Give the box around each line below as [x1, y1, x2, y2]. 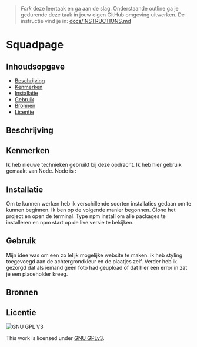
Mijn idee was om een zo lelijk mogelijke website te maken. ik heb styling [6, 252, 183, 259]
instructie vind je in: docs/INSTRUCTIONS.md [20, 18, 131, 24]
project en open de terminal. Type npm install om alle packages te [6, 213, 166, 220]
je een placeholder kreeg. [6, 270, 68, 277]
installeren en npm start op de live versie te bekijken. [6, 219, 134, 226]
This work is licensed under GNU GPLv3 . [6, 335, 105, 342]
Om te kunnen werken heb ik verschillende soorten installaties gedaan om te [6, 200, 192, 207]
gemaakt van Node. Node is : [6, 167, 76, 174]
